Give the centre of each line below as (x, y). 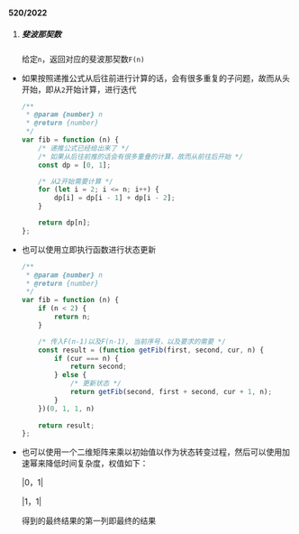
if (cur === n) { (86, 358)
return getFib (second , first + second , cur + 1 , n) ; (171, 392)
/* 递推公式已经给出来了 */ (84, 148)
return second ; (98, 367)
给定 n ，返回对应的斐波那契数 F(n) (83, 59)
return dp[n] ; (64, 223)
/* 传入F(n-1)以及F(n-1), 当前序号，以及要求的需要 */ (132, 341)
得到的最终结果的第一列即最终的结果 (89, 521)
